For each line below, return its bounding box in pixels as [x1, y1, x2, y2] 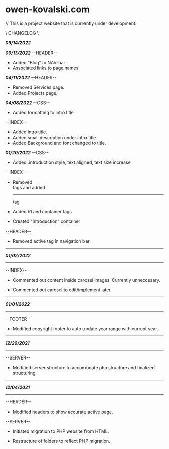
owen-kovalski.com [5, 4, 90, 15]
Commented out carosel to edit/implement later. [12, 287, 112, 293]
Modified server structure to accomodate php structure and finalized [12, 364, 155, 370]
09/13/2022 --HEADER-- [5, 50, 58, 56]
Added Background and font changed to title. [12, 140, 106, 146]
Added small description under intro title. [12, 134, 97, 140]
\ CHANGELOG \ [5, 30, 39, 36]
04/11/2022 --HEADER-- [5, 74, 57, 80]
